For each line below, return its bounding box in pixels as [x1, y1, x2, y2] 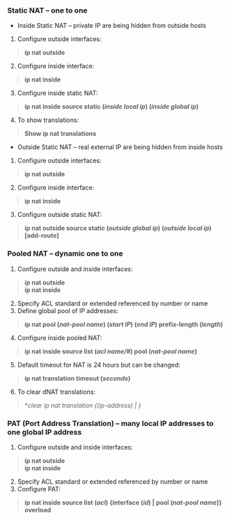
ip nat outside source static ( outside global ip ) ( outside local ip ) [24, 224, 212, 232]
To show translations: [17, 116, 79, 124]
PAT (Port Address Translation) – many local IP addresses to [7, 418, 214, 428]
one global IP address [7, 427, 82, 437]
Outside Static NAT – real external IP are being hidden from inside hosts [17, 143, 223, 151]
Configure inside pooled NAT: [17, 333, 102, 342]
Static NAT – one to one [7, 6, 88, 15]
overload [24, 505, 52, 514]
